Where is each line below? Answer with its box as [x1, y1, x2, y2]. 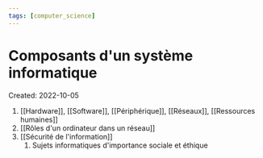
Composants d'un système [8, 46, 194, 64]
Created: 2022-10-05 [8, 90, 79, 100]
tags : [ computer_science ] [8, 11, 95, 20]
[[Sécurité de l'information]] [19, 131, 113, 141]
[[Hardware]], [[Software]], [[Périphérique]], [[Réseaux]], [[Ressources [19, 106, 256, 115]
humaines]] [19, 114, 58, 124]
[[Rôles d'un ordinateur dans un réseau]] [19, 123, 156, 133]
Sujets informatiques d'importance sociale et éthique [31, 140, 208, 150]
